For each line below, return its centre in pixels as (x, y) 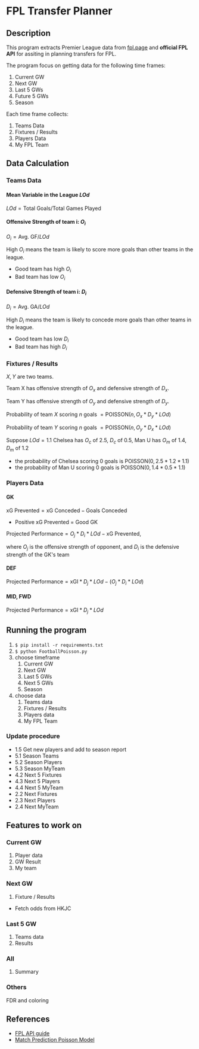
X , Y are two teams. (30, 377)
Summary (27, 972)
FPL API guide (32, 1033)
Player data (29, 855)
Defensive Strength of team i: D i (46, 293)
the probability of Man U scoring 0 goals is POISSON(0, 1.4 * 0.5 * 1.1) (100, 467)
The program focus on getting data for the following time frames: (86, 65)
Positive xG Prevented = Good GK (56, 522)
